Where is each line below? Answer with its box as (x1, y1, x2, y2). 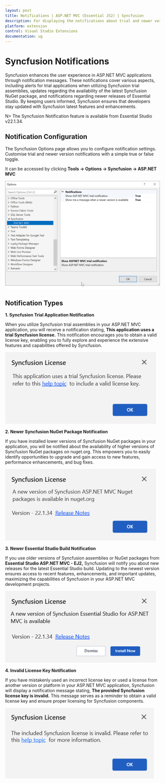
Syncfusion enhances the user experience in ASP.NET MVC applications (5, 72, 152, 78)
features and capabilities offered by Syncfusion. (5, 343, 102, 349)
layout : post (5, 8, 32, 13)
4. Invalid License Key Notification (5, 668, 77, 674)
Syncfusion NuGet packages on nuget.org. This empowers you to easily (5, 449, 151, 455)
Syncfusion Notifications (5, 56, 110, 67)
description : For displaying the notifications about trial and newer (5, 18, 153, 23)
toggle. (5, 156, 20, 162)
